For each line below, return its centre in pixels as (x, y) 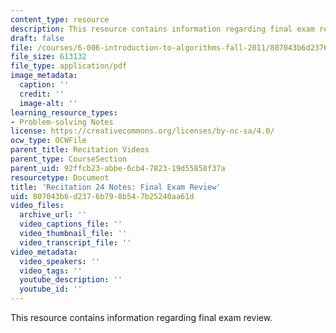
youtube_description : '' (71, 280)
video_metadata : (44, 252)
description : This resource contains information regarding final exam (162, 29)
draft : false (37, 38)
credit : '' (42, 94)
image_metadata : (44, 76)
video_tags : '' (51, 271)
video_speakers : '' (60, 261)
